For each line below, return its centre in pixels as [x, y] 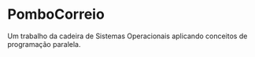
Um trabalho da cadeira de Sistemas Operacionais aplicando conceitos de [128, 36]
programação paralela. [44, 44]
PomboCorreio [56, 14]
